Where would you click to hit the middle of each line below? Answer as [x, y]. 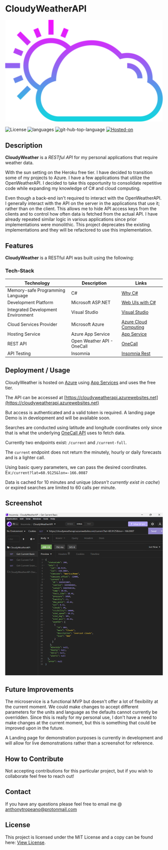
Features [19, 246]
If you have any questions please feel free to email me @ [63, 804]
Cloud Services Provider [32, 324]
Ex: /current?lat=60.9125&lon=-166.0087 [46, 472]
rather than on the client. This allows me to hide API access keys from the [81, 209]
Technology [37, 283]
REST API [17, 344]
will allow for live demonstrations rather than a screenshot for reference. [79, 743]
